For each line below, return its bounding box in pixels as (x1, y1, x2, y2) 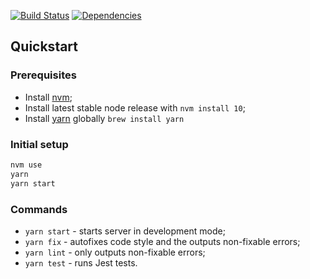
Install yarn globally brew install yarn (24, 112, 185, 124)
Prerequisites (10, 68, 77, 82)
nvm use (10, 160, 43, 170)
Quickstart (10, 38, 79, 55)
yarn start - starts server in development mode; (24, 225, 226, 237)
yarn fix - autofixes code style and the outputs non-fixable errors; (24, 235, 301, 247)
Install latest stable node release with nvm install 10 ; (24, 101, 246, 114)
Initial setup (10, 137, 69, 151)
